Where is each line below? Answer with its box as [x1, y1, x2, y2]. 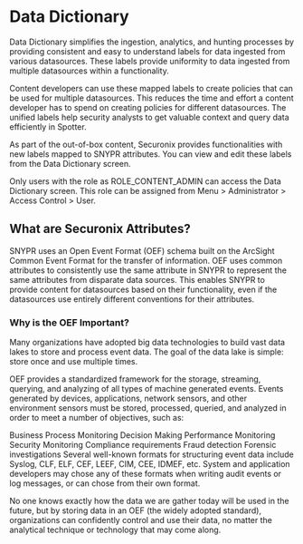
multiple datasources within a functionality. [9, 65, 169, 76]
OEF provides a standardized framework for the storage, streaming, [9, 374, 261, 384]
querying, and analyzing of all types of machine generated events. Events [9, 384, 284, 394]
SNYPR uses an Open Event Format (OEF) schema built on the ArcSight [9, 245, 275, 256]
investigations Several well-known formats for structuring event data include [9, 449, 294, 460]
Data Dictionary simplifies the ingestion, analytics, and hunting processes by [9, 36, 295, 47]
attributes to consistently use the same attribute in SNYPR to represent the [9, 265, 288, 276]
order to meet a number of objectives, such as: [9, 413, 185, 423]
